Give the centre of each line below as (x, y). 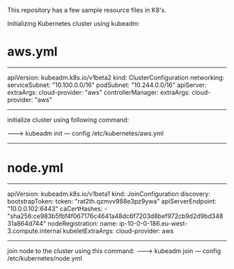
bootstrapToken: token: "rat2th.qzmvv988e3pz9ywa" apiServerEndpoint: (112, 201)
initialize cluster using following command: (68, 120)
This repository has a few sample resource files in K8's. (87, 10)
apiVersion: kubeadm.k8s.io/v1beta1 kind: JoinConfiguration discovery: (109, 194)
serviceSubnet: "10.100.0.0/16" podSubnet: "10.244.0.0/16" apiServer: (107, 85)
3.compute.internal (34, 231)
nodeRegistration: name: (83, 223)
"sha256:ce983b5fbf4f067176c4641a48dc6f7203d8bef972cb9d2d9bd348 (115, 216)
